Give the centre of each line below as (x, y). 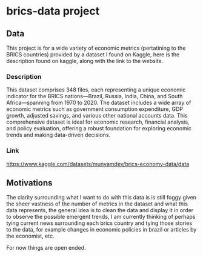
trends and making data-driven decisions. (58, 135)
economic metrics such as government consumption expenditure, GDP (95, 109)
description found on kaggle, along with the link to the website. (85, 61)
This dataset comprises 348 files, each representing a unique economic (96, 90)
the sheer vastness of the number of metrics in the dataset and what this (97, 204)
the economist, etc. (30, 236)
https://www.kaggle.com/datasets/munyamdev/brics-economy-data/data (98, 164)
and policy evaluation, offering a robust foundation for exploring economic (99, 128)
